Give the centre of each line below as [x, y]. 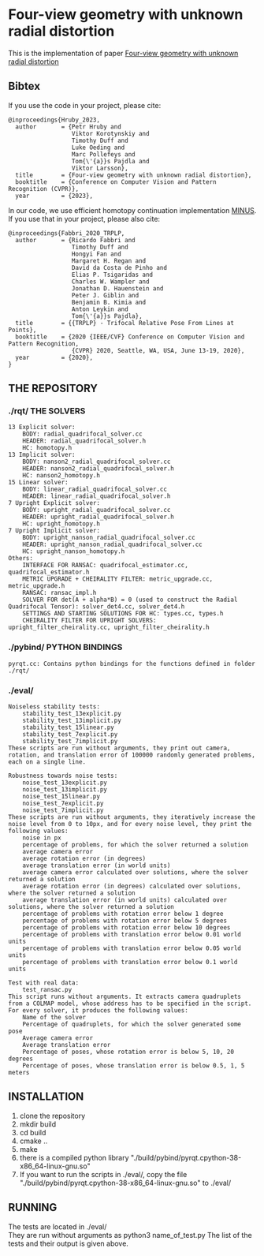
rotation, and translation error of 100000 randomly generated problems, [132, 755]
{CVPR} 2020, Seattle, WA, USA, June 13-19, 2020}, [158, 350]
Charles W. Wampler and [110, 282]
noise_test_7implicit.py [63, 810]
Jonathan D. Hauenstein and [117, 288]
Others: [21, 559]
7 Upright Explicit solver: [54, 503]
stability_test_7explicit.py [70, 735]
